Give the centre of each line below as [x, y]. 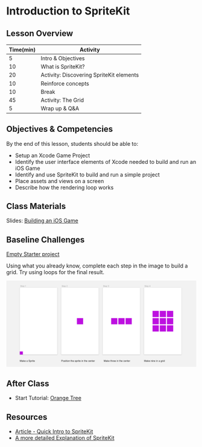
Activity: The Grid [62, 100]
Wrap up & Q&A [60, 108]
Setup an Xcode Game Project [52, 155]
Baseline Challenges [46, 239]
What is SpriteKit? [63, 67]
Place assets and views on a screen [59, 181]
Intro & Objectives [63, 58]
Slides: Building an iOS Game [42, 220]
